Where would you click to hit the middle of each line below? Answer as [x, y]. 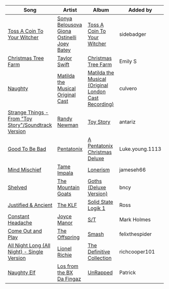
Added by [140, 10]
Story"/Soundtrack [30, 125]
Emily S [128, 61]
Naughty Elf [22, 273]
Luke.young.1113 [140, 149]
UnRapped [100, 273]
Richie [64, 255]
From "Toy [20, 119]
